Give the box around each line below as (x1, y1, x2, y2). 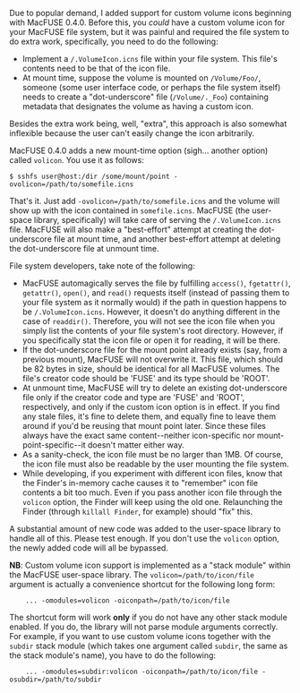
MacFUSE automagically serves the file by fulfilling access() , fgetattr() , (21, 278, 291, 288)
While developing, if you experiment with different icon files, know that (21, 468, 283, 478)
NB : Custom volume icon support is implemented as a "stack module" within (9, 560, 291, 570)
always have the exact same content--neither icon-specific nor (21, 430, 255, 441)
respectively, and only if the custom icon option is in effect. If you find (21, 402, 280, 412)
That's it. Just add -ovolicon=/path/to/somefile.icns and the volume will (9, 196, 280, 206)
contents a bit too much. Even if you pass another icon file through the (21, 487, 282, 498)
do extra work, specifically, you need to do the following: (9, 36, 219, 47)
